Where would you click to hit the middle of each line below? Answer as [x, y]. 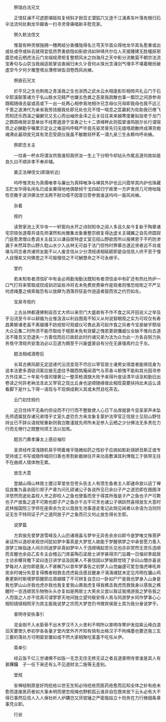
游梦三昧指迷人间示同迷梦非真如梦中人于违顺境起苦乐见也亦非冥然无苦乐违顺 [83, 548]
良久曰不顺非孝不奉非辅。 [31, 162]
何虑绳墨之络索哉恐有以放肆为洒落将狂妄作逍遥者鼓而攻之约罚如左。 [74, 291]
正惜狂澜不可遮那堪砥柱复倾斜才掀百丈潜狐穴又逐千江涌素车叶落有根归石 [87, 18]
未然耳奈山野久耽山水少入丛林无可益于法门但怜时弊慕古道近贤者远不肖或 [87, 245]
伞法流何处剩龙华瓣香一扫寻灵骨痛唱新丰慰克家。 [55, 24]
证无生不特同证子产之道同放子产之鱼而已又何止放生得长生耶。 [68, 514]
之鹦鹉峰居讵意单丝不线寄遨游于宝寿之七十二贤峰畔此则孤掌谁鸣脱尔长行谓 [81, 122]
